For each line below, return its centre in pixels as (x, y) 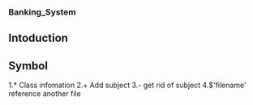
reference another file (45, 94)
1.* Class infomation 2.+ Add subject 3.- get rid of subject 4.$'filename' (127, 85)
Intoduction (39, 38)
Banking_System (42, 12)
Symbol (28, 66)
